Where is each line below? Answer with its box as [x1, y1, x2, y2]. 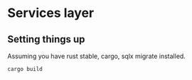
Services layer [7, 5, 95, 21]
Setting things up [7, 33, 85, 45]
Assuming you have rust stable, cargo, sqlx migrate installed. [7, 52, 186, 60]
